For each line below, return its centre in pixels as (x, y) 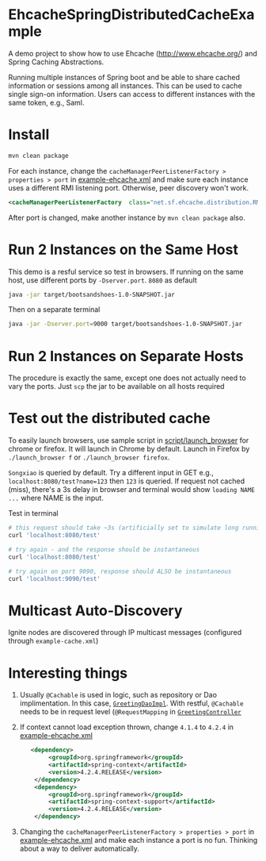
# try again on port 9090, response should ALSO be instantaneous (120, 571)
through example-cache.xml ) (53, 641)
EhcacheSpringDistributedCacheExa (131, 15)
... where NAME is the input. (56, 498)
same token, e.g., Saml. (46, 102)
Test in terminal (33, 513)
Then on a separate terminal (54, 309)
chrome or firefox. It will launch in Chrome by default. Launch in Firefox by (129, 449)
